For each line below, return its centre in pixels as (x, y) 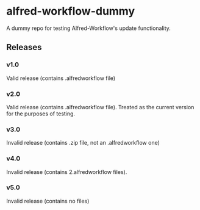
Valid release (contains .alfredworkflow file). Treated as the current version (100, 107)
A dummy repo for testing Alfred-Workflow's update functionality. (88, 28)
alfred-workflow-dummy (71, 11)
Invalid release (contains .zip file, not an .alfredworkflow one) (83, 143)
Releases (24, 47)
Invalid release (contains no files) (48, 201)
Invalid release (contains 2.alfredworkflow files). (67, 172)
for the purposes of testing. (41, 114)
